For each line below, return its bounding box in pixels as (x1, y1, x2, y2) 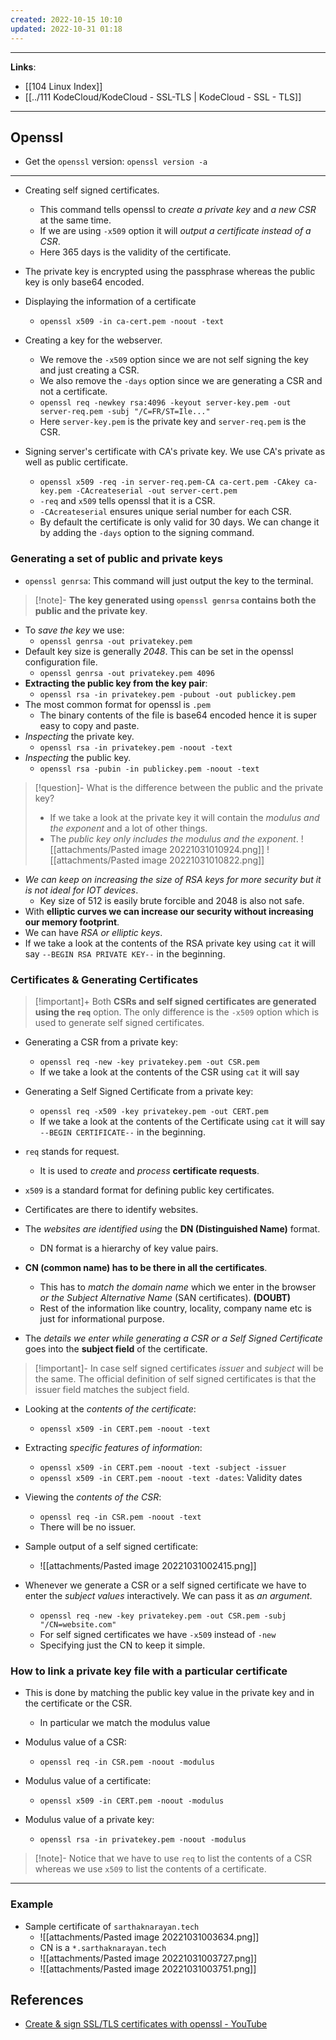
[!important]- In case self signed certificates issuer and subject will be (34, 1362, 324, 1374)
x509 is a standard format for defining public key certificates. (24, 1184, 275, 1196)
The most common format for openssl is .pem (24, 698, 211, 710)
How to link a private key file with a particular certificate (10, 1664, 288, 1678)
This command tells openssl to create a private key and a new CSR (39, 204, 317, 216)
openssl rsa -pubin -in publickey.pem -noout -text (39, 764, 260, 774)
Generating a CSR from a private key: (24, 1036, 179, 1048)
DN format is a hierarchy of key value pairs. (39, 1242, 219, 1254)
